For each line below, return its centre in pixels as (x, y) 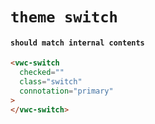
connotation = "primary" (66, 91)
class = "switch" (51, 82)
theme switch (64, 17)
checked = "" (42, 73)
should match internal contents (77, 43)
